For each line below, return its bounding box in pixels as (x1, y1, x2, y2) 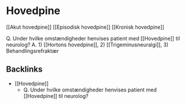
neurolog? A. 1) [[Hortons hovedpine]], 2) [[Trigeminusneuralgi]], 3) (6, 41, 169, 48)
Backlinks (6, 65, 43, 74)
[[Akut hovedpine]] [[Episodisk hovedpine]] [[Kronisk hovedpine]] (6, 23, 164, 31)
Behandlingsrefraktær (6, 47, 59, 54)
